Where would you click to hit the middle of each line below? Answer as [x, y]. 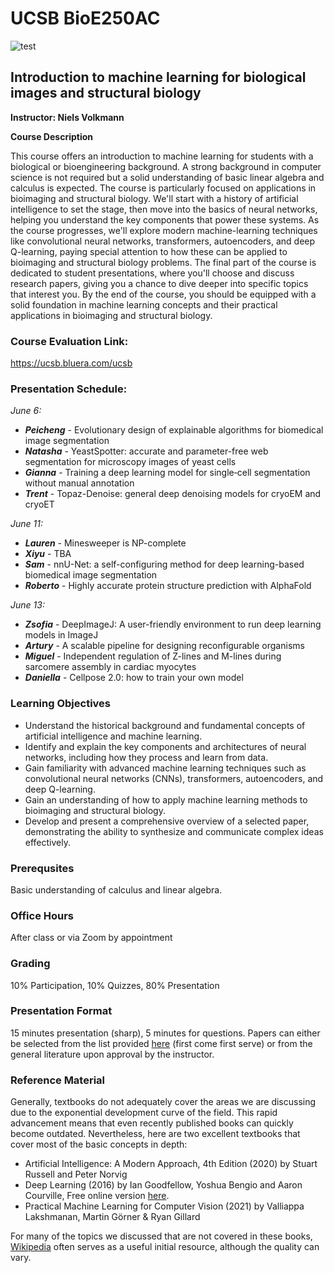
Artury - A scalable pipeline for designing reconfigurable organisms [164, 646]
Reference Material [58, 1080]
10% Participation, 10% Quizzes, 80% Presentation [115, 985]
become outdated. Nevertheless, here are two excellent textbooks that [155, 1134]
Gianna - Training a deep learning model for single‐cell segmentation [167, 473]
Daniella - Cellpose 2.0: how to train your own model [134, 678]
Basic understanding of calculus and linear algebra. [116, 889]
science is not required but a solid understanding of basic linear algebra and [167, 177]
